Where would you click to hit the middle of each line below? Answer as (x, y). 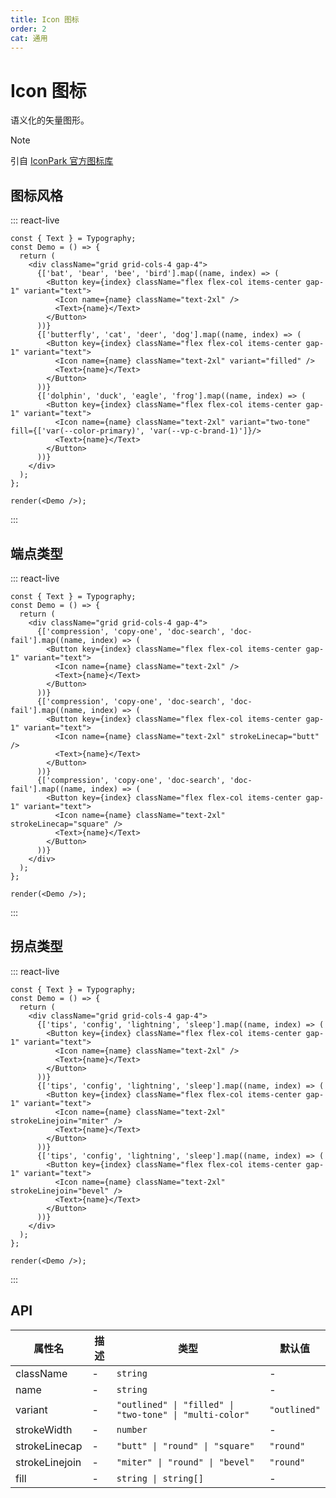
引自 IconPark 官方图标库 (62, 161)
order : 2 (28, 29)
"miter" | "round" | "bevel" (185, 1462)
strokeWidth (44, 1429)
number (132, 1429)
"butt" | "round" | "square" (185, 1445)
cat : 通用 (29, 38)
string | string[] (160, 1478)
